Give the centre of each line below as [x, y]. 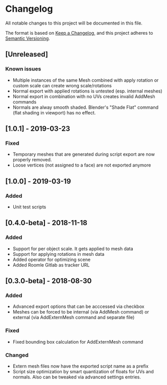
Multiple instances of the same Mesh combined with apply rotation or [86, 80]
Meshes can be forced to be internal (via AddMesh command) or [81, 312]
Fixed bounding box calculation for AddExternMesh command [78, 342]
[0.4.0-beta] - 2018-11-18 [46, 223]
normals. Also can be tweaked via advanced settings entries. [77, 377]
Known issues [23, 69]
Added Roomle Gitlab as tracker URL [51, 265]
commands [25, 102]
